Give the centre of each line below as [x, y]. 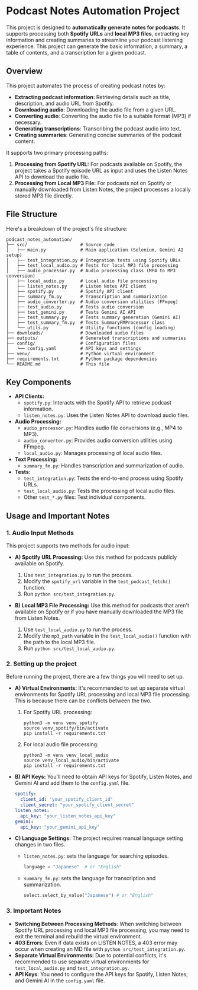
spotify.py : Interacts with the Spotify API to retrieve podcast [97, 403]
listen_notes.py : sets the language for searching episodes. [96, 856]
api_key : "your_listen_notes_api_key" [68, 816]
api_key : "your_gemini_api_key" [60, 827]
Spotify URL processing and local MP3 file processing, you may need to [102, 930]
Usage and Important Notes [58, 516]
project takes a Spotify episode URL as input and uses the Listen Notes [101, 170]
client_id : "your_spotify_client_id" [67, 800]
